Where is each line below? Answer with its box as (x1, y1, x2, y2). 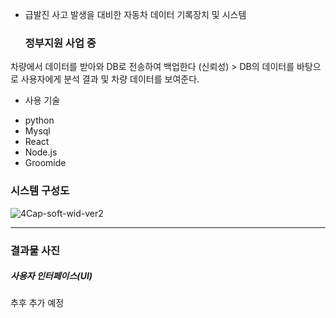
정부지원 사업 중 (24, 36, 97, 50)
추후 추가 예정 (10, 297, 65, 309)
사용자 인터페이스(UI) (10, 270, 93, 282)
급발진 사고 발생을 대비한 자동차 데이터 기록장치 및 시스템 (24, 9, 247, 20)
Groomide (24, 157, 67, 169)
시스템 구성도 (10, 184, 70, 198)
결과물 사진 (10, 243, 61, 257)
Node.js (24, 146, 58, 158)
